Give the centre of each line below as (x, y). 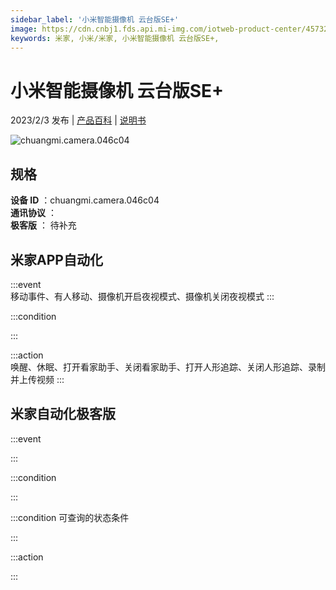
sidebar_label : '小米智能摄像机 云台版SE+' (95, 19)
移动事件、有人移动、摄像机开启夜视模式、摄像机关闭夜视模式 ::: (142, 296)
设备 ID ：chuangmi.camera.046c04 (85, 200)
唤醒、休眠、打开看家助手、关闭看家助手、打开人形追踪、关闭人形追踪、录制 (168, 367)
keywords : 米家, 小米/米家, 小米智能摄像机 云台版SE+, (115, 38)
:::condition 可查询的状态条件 (70, 517)
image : (24, 29)
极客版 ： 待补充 (43, 225)
